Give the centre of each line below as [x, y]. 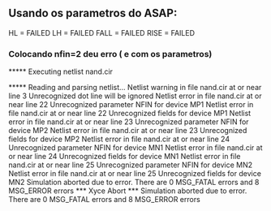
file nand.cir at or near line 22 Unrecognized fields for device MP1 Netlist [130, 114]
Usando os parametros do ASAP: [93, 13]
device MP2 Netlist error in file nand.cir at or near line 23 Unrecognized [128, 131]
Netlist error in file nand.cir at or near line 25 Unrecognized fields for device [135, 174]
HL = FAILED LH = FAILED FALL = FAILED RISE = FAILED [102, 32]
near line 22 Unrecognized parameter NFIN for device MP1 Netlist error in [131, 105]
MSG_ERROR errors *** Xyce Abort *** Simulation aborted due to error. [128, 191]
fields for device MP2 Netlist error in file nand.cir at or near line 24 [119, 139]
